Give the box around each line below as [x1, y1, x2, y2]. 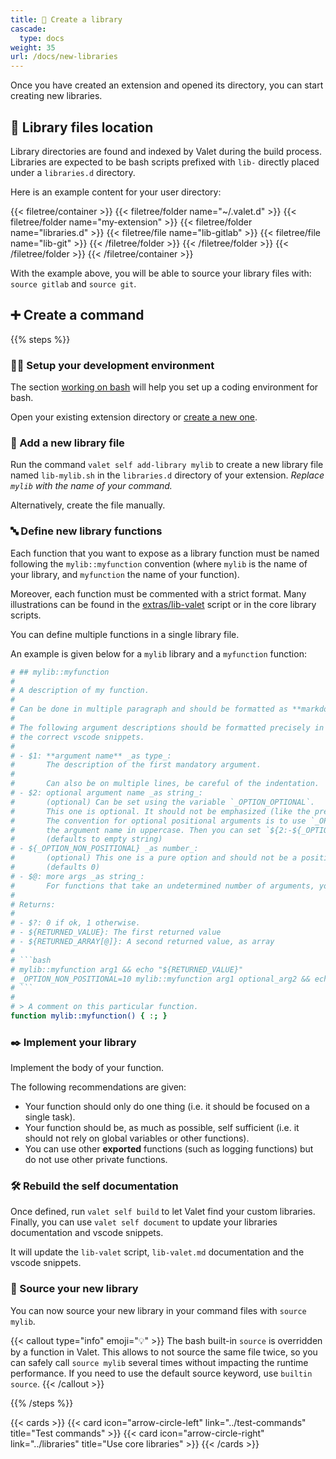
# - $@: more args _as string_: [10, 871, 145, 881]
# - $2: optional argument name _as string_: [10, 788, 203, 798]
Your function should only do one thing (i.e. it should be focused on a [24, 1101, 310, 1113]
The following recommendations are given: [10, 1081, 187, 1093]
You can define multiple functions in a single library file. [10, 628, 240, 640]
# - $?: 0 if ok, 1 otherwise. [10, 918, 141, 928]
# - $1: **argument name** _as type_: [10, 751, 172, 761]
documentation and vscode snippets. [10, 1227, 164, 1239]
